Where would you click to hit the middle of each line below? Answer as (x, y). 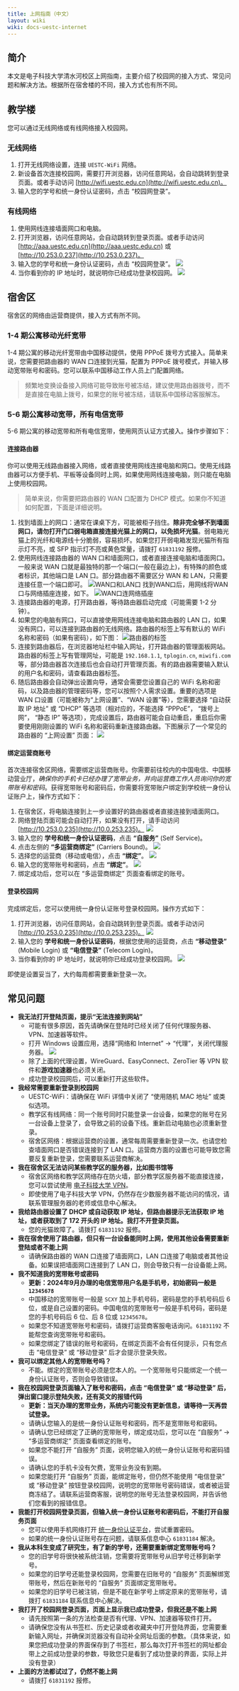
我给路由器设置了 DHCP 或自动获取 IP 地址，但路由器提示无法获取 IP (117, 1212)
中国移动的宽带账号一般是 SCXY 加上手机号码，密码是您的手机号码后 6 (129, 1299)
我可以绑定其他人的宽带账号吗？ (64, 1361)
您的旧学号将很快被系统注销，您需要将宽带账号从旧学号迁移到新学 (124, 1556)
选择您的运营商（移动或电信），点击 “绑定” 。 (82, 856)
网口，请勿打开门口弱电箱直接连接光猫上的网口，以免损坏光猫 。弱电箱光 (123, 531)
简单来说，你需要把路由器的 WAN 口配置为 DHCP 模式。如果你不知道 (125, 499)
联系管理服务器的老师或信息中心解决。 (84, 1203)
